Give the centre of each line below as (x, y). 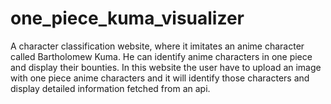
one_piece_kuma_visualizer (127, 18)
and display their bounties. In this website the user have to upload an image (166, 67)
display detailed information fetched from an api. (110, 88)
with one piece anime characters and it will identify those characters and (160, 78)
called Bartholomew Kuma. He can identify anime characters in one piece (161, 56)
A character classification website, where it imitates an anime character (157, 46)
